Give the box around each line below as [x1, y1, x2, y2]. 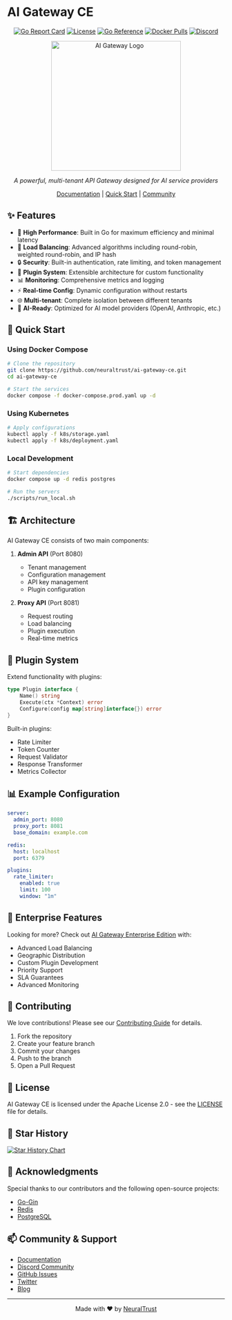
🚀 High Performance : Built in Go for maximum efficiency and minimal [17, 228, 214, 236]
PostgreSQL [17, 1212, 52, 1220]
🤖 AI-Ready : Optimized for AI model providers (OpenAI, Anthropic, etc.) [17, 304, 221, 312]
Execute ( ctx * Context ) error [19, 698, 104, 706]
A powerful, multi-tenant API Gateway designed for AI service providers [13, 176, 219, 184]
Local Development [7, 453, 74, 463]
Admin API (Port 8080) [17, 550, 84, 558]
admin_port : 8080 [13, 816, 64, 824]
